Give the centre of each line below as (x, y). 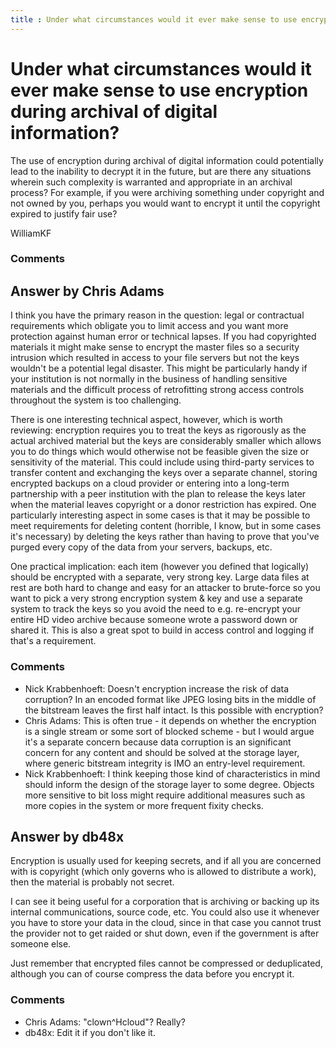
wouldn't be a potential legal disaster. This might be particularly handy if (159, 368)
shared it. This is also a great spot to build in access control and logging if (162, 630)
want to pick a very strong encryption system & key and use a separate (156, 598)
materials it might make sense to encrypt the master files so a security (155, 347)
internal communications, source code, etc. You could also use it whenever (165, 912)
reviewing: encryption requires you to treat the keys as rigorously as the (158, 430)
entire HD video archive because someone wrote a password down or (154, 620)
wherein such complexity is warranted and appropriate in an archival (151, 182)
